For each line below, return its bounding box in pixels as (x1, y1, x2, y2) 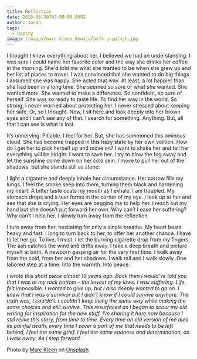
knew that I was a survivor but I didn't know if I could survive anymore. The (6, 291, 189, 298)
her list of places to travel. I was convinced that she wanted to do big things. (6, 71, 191, 78)
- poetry (12, 31, 33, 36)
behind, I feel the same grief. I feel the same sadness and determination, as (6, 328, 189, 335)
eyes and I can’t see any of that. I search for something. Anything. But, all (6, 115, 184, 121)
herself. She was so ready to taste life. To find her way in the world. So (6, 96, 178, 103)
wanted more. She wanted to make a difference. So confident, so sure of (6, 89, 182, 96)
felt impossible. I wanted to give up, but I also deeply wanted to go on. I (6, 285, 179, 291)
